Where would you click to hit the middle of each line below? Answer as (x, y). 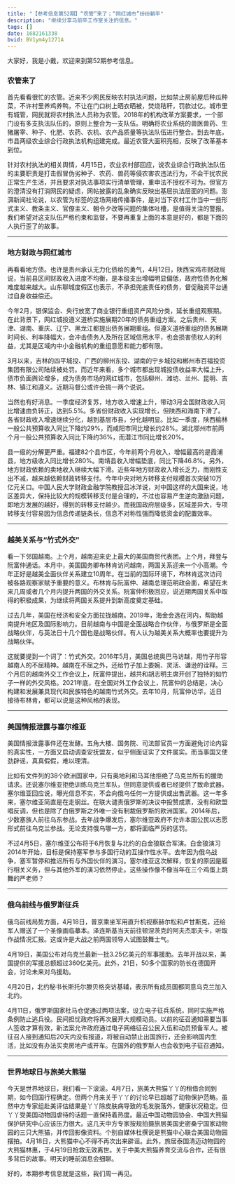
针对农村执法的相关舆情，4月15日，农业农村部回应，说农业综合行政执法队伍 (116, 165)
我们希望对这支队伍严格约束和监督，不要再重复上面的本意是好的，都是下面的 (117, 218)
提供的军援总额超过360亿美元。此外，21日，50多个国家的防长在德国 (112, 963)
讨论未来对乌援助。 (47, 971)
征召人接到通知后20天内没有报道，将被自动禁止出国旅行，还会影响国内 (109, 1037)
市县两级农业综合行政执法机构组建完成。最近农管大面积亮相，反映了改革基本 (117, 141)
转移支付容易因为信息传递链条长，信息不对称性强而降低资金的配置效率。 (111, 513)
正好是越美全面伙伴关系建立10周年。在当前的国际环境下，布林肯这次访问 (117, 574)
